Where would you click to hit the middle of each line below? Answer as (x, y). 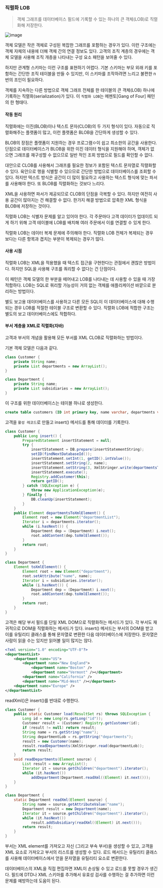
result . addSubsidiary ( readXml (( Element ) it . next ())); (86, 822)
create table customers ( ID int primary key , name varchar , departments (80, 412)
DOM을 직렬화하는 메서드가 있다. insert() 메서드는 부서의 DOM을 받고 (88, 628)
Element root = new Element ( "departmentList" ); (71, 517)
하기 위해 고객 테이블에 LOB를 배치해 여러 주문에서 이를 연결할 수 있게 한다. (81, 222)
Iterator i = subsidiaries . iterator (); (63, 581)
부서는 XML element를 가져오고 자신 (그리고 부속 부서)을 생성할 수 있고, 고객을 (79, 846)
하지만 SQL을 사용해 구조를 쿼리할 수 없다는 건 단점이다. (64, 268)
